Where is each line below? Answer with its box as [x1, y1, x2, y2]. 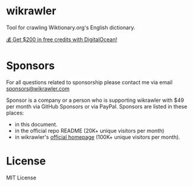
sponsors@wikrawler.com [6, 85, 70, 92]
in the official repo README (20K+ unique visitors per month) [14, 127, 164, 134]
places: [6, 109, 24, 116]
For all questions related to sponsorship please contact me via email [6, 79, 173, 86]
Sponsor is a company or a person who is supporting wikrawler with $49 [6, 97, 184, 104]
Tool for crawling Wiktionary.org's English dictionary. [6, 24, 135, 31]
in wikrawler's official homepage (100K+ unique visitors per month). [14, 133, 181, 141]
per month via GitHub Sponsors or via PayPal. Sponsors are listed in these [6, 103, 188, 110]
